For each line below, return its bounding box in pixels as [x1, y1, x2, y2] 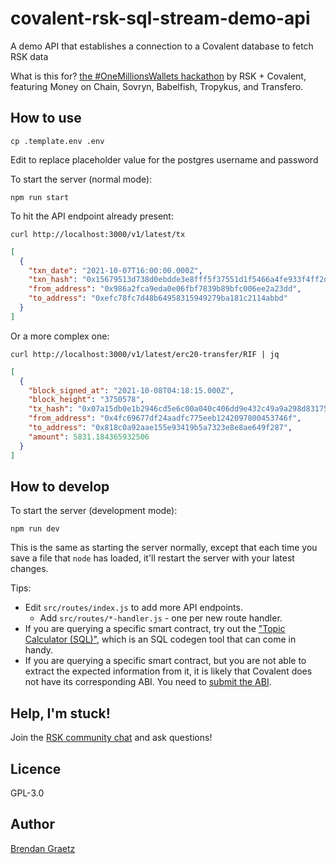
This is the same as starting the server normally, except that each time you [10, 542, 318, 554]
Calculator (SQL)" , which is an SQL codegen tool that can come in [24, 633, 297, 646]
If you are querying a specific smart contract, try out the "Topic [24, 623, 286, 635]
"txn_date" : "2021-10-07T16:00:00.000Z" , [28, 265, 203, 276]
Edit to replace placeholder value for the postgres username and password [10, 153, 319, 166]
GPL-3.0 [10, 787, 45, 799]
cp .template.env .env [10, 136, 105, 146]
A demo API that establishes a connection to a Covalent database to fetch [10, 40, 314, 52]
